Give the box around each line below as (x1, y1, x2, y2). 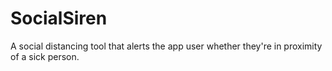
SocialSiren (10, 7, 108, 30)
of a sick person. (10, 50, 80, 62)
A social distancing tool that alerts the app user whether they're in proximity (10, 40, 323, 52)
